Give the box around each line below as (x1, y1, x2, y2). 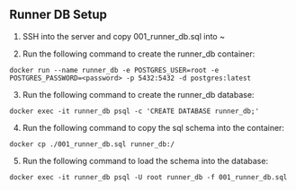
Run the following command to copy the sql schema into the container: (22, 122, 285, 133)
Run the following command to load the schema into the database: (22, 155, 268, 166)
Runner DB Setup (9, 7, 108, 22)
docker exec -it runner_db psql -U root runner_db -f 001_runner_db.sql (9, 172, 288, 182)
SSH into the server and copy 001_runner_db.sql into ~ (22, 30, 225, 41)
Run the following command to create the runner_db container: (22, 48, 256, 59)
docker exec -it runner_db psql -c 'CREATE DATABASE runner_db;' (9, 107, 259, 116)
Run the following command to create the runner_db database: (22, 89, 255, 100)
